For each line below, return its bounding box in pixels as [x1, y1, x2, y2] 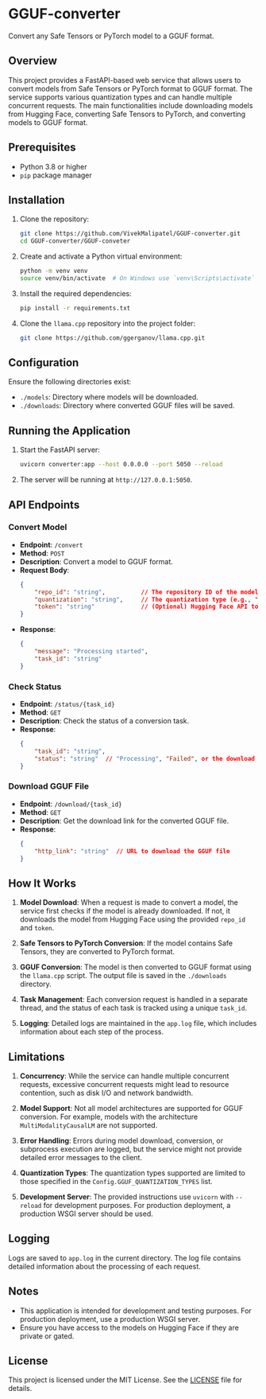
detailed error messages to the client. [19, 1153, 143, 1163]
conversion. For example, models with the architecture [19, 1112, 199, 1122]
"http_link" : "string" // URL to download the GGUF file [34, 847, 230, 855]
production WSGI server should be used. [19, 1209, 153, 1218]
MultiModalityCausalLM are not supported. [19, 1120, 158, 1130]
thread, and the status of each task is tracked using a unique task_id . [19, 1003, 248, 1013]
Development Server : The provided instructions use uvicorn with [19, 1192, 234, 1202]
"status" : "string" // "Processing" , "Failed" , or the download [34, 754, 256, 762]
